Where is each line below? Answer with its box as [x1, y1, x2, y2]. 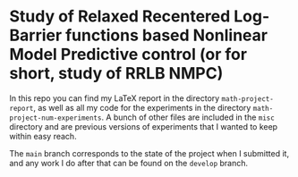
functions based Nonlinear [65, 25, 268, 46]
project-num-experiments [9, 114, 102, 122]
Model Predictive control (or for [9, 45, 248, 64]
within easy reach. [9, 131, 78, 141]
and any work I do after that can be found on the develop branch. [9, 157, 249, 168]
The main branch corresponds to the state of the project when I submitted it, [9, 147, 289, 158]
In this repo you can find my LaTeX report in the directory [9, 92, 220, 104]
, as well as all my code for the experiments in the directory [32, 102, 251, 113]
